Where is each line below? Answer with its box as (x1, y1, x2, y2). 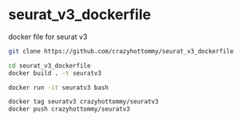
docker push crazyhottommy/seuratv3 (8, 105, 130, 113)
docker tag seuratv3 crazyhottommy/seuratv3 (8, 98, 159, 106)
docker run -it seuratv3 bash (8, 84, 109, 92)
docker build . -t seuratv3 (8, 69, 102, 77)
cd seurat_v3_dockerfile (8, 61, 91, 69)
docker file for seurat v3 (8, 32, 88, 41)
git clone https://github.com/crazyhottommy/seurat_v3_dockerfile (8, 47, 234, 55)
